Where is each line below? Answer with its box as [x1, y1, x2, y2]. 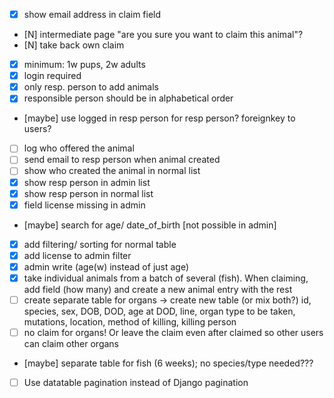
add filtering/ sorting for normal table [23, 238, 177, 250]
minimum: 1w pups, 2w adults [23, 59, 146, 71]
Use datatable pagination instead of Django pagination [23, 377, 249, 389]
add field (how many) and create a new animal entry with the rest [23, 283, 293, 295]
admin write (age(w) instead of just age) [23, 260, 190, 273]
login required [23, 70, 82, 82]
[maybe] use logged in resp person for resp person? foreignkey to [23, 112, 296, 124]
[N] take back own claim [23, 39, 125, 51]
